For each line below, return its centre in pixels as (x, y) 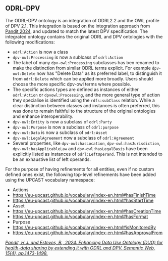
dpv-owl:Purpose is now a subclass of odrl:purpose (66, 127)
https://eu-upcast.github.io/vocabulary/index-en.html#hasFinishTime (84, 195)
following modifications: (30, 42)
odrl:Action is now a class (40, 52)
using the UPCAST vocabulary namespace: (50, 180)
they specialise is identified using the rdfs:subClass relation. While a (84, 100)
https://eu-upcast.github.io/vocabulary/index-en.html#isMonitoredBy (84, 227)
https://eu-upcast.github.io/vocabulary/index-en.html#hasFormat (80, 216)
